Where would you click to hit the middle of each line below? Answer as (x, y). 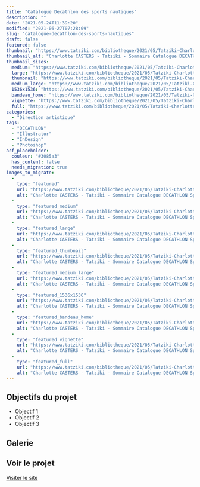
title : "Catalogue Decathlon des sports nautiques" (71, 12)
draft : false (22, 39)
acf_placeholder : (28, 151)
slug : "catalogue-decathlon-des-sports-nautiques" (70, 34)
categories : (21, 112)
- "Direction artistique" (44, 117)
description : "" (26, 17)
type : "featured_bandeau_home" (56, 317)
